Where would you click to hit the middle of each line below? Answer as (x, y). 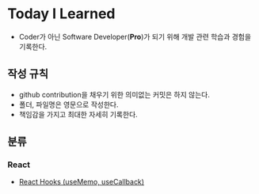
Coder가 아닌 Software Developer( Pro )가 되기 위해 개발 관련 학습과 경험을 (135, 36)
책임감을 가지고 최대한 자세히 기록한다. (78, 114)
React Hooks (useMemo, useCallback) (81, 182)
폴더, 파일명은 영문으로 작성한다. (69, 105)
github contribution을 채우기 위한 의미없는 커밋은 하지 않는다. (114, 94)
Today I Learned (61, 14)
